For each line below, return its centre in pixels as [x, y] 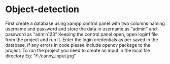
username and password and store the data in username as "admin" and [81, 28]
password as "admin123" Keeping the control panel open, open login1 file [82, 34]
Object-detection [42, 9]
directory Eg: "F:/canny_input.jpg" [41, 56]
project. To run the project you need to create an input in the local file [78, 50]
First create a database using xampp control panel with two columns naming [85, 23]
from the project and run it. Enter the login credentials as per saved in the [82, 40]
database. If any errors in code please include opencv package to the [78, 45]
